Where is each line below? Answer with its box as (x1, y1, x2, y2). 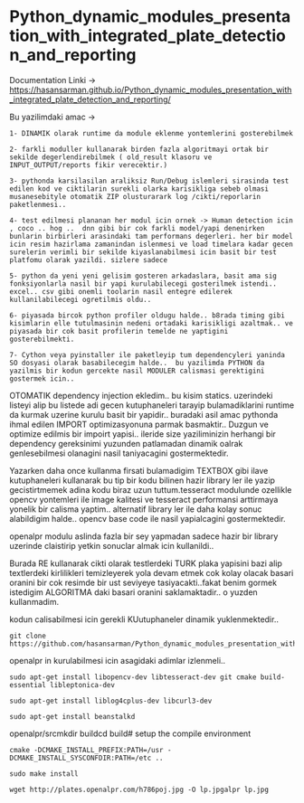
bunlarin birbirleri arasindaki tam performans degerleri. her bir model (9, 231, 294, 241)
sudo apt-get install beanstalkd (9, 712, 136, 721)
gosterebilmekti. (9, 335, 75, 344)
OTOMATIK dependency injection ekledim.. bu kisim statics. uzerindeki (9, 390, 273, 401)
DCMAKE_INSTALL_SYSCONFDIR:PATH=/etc (9, 753, 152, 762)
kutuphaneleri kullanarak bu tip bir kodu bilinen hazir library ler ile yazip (9, 475, 276, 486)
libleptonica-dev (49, 680, 116, 689)
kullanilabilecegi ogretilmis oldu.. (9, 295, 152, 304)
